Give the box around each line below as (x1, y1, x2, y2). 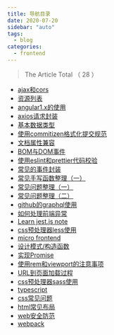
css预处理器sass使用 (17, 277, 79, 285)
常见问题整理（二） (17, 191, 74, 200)
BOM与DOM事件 (17, 147, 65, 156)
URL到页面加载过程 (17, 268, 74, 277)
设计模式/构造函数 (17, 242, 70, 250)
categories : (7, 43, 42, 50)
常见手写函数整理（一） (17, 174, 86, 182)
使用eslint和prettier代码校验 (17, 156, 98, 164)
